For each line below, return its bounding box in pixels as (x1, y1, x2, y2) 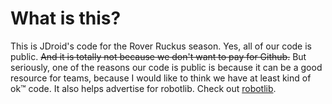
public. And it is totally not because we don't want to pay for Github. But (10, 50, 307, 62)
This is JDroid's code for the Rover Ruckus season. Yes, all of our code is (10, 40, 312, 52)
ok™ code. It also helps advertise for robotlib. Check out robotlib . (10, 82, 277, 94)
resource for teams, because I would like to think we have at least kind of (10, 72, 312, 84)
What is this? (10, 7, 122, 30)
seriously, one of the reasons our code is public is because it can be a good (10, 61, 323, 73)
